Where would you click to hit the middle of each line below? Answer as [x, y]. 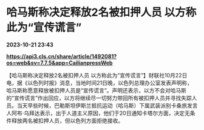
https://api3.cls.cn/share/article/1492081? [62, 56]
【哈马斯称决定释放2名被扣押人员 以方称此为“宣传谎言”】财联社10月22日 [97, 75]
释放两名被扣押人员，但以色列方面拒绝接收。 [67, 120]
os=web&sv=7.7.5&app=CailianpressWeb [59, 63]
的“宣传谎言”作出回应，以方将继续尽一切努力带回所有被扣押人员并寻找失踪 [99, 98]
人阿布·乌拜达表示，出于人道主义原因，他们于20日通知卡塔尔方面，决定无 [98, 113]
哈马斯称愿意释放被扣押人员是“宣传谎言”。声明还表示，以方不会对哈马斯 [97, 90]
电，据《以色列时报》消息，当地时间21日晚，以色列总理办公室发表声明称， [100, 83]
